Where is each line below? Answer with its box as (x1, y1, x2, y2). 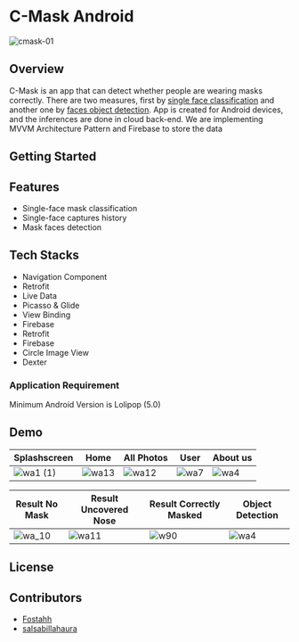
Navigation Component (21, 271, 108, 282)
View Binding (21, 309, 71, 320)
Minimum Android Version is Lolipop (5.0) (9, 399, 161, 410)
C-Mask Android (9, 6, 134, 27)
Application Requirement (9, 379, 120, 391)
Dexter (21, 357, 47, 367)
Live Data (21, 290, 58, 300)
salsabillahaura (21, 623, 77, 634)
